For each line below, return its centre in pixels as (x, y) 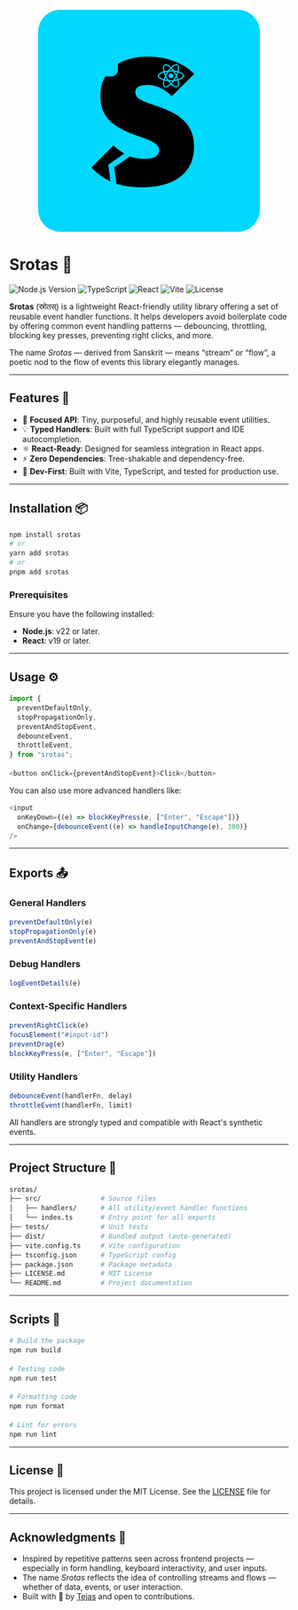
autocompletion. (52, 439)
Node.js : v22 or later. (61, 631)
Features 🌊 (39, 398)
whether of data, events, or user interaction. (102, 1587)
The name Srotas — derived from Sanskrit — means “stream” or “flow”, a (143, 353)
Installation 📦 (49, 508)
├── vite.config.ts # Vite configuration (94, 1245)
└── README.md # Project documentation (101, 1283)
